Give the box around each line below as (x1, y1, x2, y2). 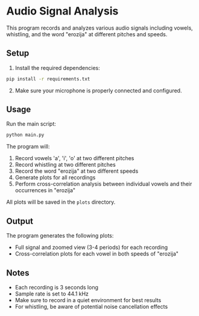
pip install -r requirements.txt (6, 76, 90, 82)
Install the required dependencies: (14, 64, 101, 71)
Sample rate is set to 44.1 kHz (14, 290, 89, 297)
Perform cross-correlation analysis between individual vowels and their (14, 180, 192, 188)
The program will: (6, 143, 50, 150)
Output (6, 216, 33, 226)
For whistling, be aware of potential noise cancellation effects (14, 303, 168, 310)
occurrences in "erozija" (14, 187, 76, 194)
